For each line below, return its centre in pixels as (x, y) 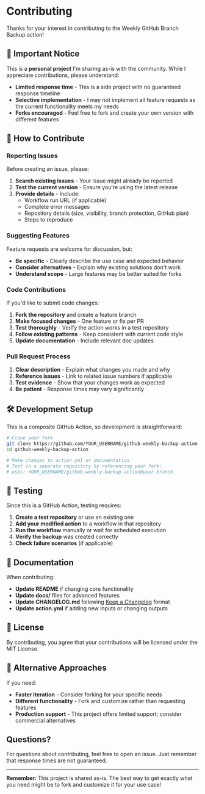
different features (37, 119)
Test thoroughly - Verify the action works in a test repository (92, 328)
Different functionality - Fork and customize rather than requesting (100, 701)
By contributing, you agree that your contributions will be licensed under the (102, 642)
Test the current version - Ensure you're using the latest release (96, 187)
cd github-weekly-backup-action (47, 449)
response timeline (38, 93)
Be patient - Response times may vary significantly (80, 389)
